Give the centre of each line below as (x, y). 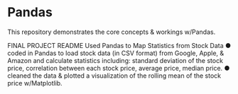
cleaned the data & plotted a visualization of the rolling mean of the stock (114, 76)
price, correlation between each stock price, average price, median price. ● (119, 68)
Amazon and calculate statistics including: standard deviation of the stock (115, 60)
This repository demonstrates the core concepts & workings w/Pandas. (112, 32)
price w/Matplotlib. (35, 83)
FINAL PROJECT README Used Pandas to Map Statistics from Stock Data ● (119, 45)
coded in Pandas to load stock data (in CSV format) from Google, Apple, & (116, 53)
